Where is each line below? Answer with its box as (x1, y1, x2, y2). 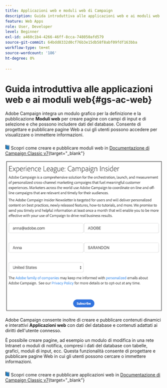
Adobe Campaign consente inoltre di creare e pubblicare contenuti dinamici (5, 317, 161, 323)
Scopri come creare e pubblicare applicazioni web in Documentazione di (10, 371, 160, 377)
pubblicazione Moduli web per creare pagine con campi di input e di (5, 116, 146, 122)
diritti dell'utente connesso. (5, 327, 61, 333)
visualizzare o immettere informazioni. (5, 132, 84, 138)
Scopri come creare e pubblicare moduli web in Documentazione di (10, 145, 150, 151)
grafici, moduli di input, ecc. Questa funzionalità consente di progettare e (5, 348, 156, 354)
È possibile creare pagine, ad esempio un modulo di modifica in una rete (5, 337, 154, 343)
